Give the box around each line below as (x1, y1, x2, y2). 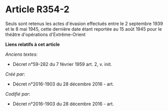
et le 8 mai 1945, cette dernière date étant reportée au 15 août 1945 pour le (5, 26, 162, 32)
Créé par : (5, 71, 25, 77)
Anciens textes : (5, 51, 38, 57)
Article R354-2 (5, 4, 70, 15)
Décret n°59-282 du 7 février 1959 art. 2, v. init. (12, 61, 113, 67)
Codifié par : (5, 91, 31, 97)
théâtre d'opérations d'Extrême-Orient (5, 31, 86, 37)
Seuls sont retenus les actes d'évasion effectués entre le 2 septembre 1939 (5, 20, 163, 27)
